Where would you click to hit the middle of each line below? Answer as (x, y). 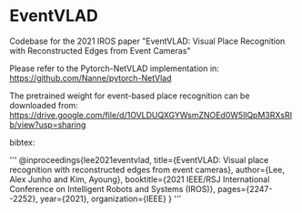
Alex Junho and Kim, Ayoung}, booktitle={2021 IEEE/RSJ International (140, 179)
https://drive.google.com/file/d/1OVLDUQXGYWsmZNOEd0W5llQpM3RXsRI (151, 115)
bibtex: (22, 142)
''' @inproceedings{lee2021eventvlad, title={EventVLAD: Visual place (139, 159)
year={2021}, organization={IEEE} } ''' (111, 198)
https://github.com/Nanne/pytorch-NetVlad (91, 77)
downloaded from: (44, 105)
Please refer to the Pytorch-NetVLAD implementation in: (115, 68)
